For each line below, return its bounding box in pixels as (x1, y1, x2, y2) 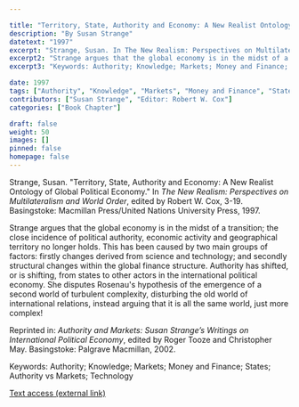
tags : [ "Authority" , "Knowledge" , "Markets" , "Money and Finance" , (9, 86, 265, 95)
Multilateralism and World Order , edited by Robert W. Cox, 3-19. (9, 195, 243, 206)
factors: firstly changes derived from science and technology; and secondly (9, 250, 287, 261)
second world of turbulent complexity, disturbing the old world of (9, 289, 248, 299)
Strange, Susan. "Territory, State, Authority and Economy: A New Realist (9, 176, 274, 187)
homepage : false (9, 152, 69, 161)
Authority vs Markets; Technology (9, 370, 133, 381)
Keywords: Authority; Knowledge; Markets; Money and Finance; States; (9, 361, 271, 371)
